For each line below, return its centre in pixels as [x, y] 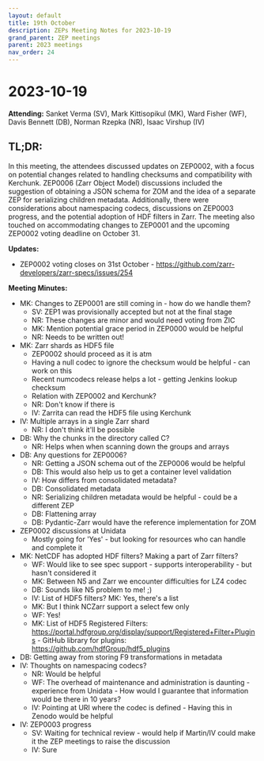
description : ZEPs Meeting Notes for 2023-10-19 [90, 30]
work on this [52, 370]
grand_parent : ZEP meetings [55, 38]
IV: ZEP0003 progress [56, 724]
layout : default [35, 15]
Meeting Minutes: [38, 288]
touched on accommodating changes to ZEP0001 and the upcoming [119, 225]
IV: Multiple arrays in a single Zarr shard [85, 421]
